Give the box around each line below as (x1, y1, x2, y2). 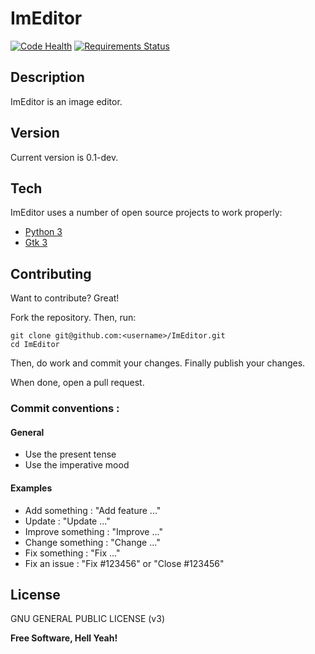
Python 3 (24, 226, 63, 238)
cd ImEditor (10, 340, 60, 350)
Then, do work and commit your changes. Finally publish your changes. (10, 357, 306, 369)
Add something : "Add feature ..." (24, 504, 162, 516)
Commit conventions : (10, 402, 120, 416)
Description (10, 69, 85, 86)
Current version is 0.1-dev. (10, 151, 119, 163)
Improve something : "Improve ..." (24, 525, 163, 537)
